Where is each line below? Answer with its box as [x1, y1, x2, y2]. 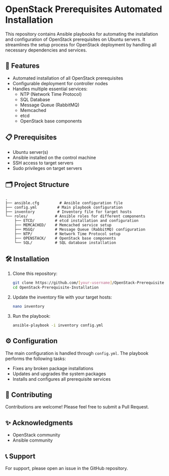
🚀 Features [5, 62, 40, 70]
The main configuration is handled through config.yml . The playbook [5, 350, 149, 356]
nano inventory [12, 304, 45, 309]
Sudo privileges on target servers [12, 165, 82, 171]
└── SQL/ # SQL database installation [14, 241, 116, 246]
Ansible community [12, 437, 53, 443]
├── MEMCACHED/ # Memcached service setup [14, 223, 112, 228]
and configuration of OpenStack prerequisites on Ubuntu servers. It [5, 36, 145, 42]
